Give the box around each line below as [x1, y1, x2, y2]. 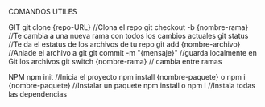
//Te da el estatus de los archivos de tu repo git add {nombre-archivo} [8, 39, 241, 49]
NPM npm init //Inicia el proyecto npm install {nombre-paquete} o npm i [8, 72, 246, 81]
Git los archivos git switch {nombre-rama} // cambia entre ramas [8, 56, 222, 66]
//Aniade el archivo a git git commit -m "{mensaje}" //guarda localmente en [8, 48, 258, 57]
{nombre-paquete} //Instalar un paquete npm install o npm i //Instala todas [8, 80, 256, 90]
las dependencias [8, 89, 67, 99]
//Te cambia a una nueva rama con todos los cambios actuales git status [8, 31, 249, 40]
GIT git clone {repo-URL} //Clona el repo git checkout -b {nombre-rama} [8, 23, 249, 31]
